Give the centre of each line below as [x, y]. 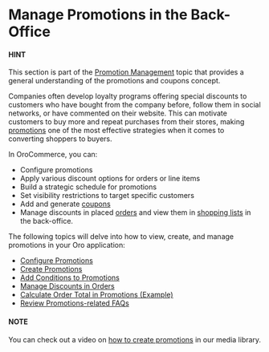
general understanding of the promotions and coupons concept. [114, 81]
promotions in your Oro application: [67, 245]
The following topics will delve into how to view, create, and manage [121, 237]
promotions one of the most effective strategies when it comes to [116, 131]
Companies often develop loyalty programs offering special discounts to [128, 96]
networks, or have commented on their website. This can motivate [118, 113]
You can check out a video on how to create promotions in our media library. [135, 339]
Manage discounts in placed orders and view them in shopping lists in [135, 212]
